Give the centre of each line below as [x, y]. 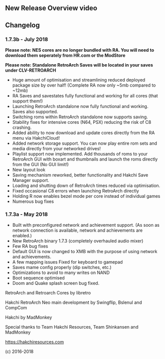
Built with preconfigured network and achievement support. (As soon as [86, 225]
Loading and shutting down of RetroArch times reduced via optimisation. [86, 185]
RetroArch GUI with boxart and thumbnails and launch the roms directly [85, 159]
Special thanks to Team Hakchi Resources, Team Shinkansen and [72, 327]
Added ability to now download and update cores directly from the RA [83, 133]
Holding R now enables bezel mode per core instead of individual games [86, 196]
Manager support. [31, 180]
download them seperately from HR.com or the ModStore [65, 55]
